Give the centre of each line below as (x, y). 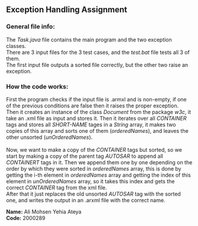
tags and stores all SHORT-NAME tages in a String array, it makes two (91, 125)
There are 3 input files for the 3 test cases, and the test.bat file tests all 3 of (98, 52)
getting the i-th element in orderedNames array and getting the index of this (98, 175)
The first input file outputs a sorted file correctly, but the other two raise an (97, 65)
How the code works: (37, 87)
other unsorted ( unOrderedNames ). (49, 137)
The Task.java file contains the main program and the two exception (89, 39)
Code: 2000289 (26, 218)
